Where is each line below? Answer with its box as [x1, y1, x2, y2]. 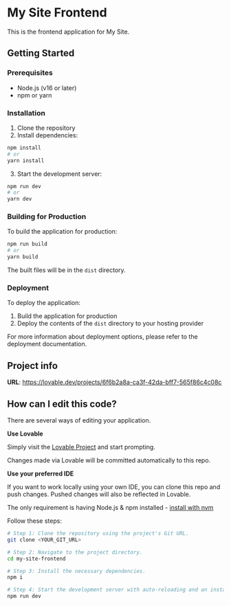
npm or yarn [16, 91, 52, 99]
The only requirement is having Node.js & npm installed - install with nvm [7, 504, 214, 512]
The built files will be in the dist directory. [7, 266, 126, 274]
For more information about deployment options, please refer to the [7, 333, 198, 341]
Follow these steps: [7, 517, 62, 525]
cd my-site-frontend [7, 555, 67, 562]
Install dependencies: [16, 131, 78, 139]
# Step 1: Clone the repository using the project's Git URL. [7, 530, 189, 537]
